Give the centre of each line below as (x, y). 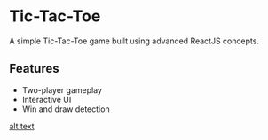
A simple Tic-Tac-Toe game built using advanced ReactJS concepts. (134, 41)
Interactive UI (47, 99)
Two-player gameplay (62, 89)
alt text (22, 126)
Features (34, 69)
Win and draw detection (66, 109)
